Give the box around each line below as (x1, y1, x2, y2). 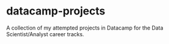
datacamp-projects (6, 4, 106, 18)
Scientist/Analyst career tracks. (6, 30, 84, 37)
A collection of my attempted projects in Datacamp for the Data (6, 24, 164, 31)
